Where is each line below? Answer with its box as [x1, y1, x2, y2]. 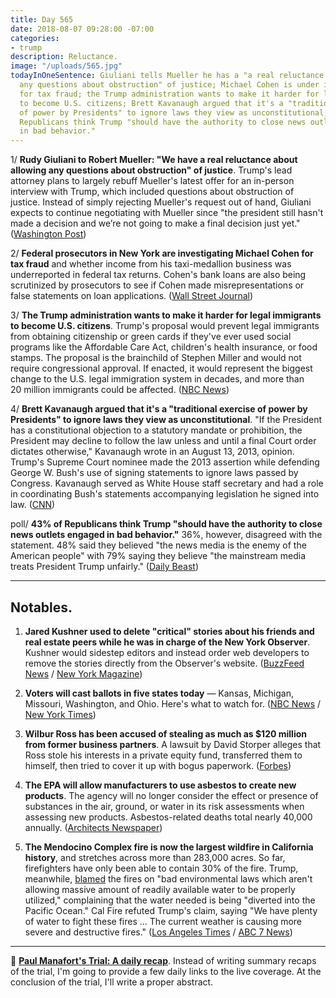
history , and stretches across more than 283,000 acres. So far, [24, 851, 286, 863]
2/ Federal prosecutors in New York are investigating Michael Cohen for [10, 247, 314, 260]
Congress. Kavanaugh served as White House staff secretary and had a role [10, 477, 324, 490]
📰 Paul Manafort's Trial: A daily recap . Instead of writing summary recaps [10, 954, 317, 966]
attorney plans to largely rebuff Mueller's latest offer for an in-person [10, 175, 295, 187]
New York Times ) [24, 708, 97, 720]
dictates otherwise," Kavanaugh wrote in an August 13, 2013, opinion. [10, 446, 295, 458]
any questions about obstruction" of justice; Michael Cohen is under [19, 80, 320, 90]
